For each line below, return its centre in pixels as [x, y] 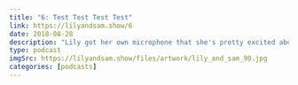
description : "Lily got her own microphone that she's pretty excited [142, 42]
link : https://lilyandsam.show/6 [71, 26]
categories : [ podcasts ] [53, 67]
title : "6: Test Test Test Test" [71, 17]
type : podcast [35, 50]
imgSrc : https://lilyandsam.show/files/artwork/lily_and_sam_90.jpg [138, 58]
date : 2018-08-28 [41, 34]
